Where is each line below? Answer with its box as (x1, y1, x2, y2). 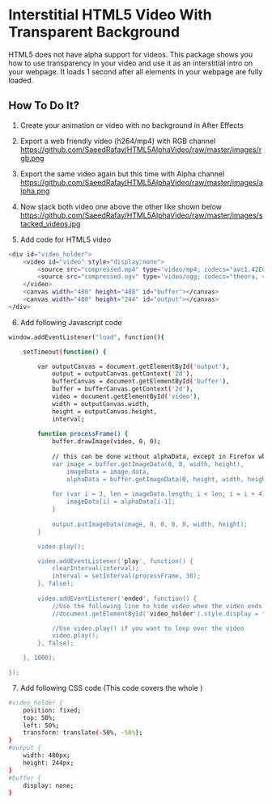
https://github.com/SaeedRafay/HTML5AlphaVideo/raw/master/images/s (19, 210, 263, 220)
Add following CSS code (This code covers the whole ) (19, 683, 203, 692)
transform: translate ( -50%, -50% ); (23, 729, 143, 737)
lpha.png (19, 186, 50, 196)
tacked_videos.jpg (19, 218, 81, 228)
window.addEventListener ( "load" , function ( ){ (8, 333, 164, 341)
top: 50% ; (23, 713, 57, 721)
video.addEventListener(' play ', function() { (37, 556, 194, 565)
